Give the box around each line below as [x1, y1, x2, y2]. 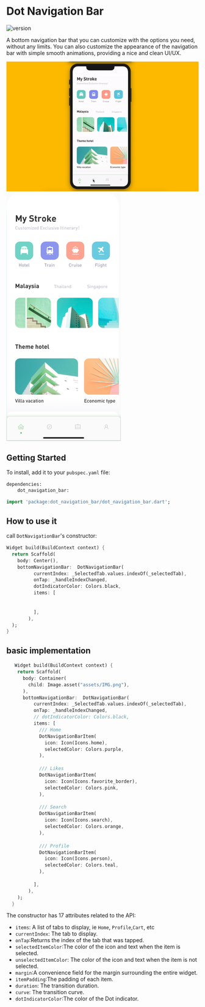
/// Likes [38, 766, 64, 772]
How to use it [6, 516, 57, 526]
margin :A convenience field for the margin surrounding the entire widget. [15, 969, 198, 976]
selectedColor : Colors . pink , [45, 785, 119, 791]
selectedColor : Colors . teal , [45, 862, 119, 868]
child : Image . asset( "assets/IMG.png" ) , [28, 681, 130, 688]
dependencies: [6, 482, 43, 488]
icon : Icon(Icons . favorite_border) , [45, 778, 138, 785]
